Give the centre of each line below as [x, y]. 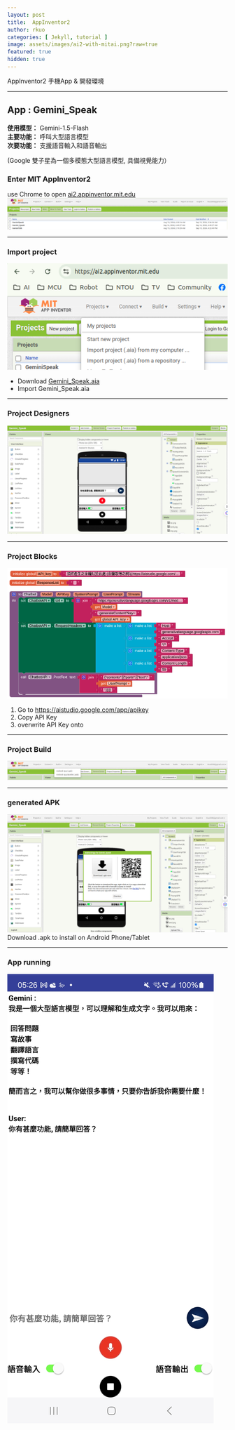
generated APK [34, 802]
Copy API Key [37, 717]
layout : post [26, 15]
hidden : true [26, 60]
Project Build [29, 749]
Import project [32, 251]
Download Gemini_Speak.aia [58, 381]
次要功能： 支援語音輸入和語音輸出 [57, 145]
